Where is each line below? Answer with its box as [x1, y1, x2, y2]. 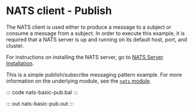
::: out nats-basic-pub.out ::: [6, 100, 75, 107]
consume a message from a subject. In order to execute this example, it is [6, 29, 185, 36]
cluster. [6, 42, 25, 49]
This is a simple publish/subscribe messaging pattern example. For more [6, 71, 182, 78]
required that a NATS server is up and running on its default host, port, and [6, 36, 187, 43]
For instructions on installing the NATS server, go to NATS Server [6, 53, 164, 60]
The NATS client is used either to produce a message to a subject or [6, 23, 172, 30]
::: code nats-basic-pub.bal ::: [6, 89, 78, 96]
